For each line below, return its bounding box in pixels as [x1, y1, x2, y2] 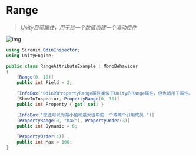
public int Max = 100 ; [16, 139, 72, 145]
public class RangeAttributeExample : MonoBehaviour [6, 63, 138, 69]
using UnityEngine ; [6, 53, 54, 58]
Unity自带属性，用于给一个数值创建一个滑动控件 [20, 24, 137, 31]
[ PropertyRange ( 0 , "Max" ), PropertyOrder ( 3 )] [16, 118, 131, 123]
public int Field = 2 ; [16, 80, 72, 86]
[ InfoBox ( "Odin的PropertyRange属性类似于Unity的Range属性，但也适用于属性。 [16, 90, 193, 96]
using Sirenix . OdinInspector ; [6, 47, 81, 53]
